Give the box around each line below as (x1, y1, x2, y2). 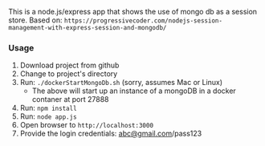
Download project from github (19, 60, 120, 71)
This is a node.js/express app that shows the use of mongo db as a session (8, 7, 258, 16)
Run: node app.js (19, 112, 78, 121)
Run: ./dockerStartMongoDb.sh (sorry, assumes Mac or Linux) (19, 78, 223, 87)
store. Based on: (8, 15, 63, 25)
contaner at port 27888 (31, 95, 110, 104)
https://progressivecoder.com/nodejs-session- (63, 17, 223, 25)
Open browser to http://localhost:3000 (19, 120, 154, 130)
